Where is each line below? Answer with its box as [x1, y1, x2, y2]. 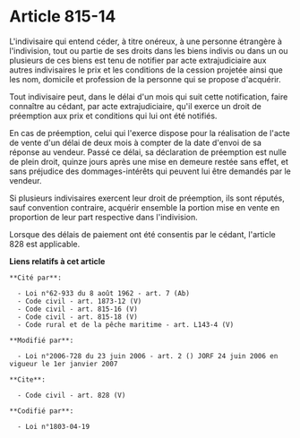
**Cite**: [9, 374, 47, 384]
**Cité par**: [9, 273, 63, 282]
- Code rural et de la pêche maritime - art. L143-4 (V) [17, 320, 235, 329]
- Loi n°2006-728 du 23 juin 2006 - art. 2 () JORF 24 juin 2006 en [17, 351, 279, 360]
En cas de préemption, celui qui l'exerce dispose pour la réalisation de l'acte [9, 127, 291, 138]
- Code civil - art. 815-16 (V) [17, 305, 139, 313]
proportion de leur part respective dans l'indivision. [9, 211, 199, 222]
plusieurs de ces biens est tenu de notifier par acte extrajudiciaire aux [9, 55, 267, 65]
